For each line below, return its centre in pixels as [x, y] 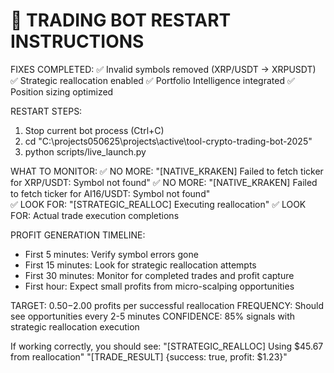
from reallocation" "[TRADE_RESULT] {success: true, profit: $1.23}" [149, 356]
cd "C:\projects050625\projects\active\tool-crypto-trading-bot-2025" [168, 141]
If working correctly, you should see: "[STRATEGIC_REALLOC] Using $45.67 [167, 346]
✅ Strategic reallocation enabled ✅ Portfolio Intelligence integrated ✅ [152, 80]
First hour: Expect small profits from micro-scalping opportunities [159, 286]
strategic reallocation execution [75, 326]
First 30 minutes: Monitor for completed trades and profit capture [159, 275]
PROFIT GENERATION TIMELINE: [78, 235]
